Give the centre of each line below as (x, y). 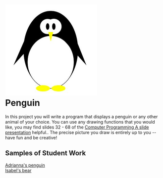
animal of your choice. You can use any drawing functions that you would (80, 122)
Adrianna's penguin (25, 165)
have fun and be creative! (31, 137)
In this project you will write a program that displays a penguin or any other (81, 116)
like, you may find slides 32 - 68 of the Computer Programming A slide (77, 127)
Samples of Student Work (46, 153)
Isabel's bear (18, 170)
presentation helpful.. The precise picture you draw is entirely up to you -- (81, 132)
